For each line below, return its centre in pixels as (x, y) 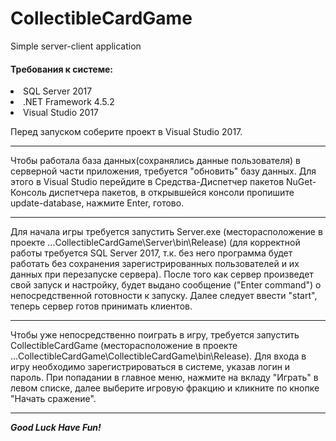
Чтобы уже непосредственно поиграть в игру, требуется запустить (155, 335)
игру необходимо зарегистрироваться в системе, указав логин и (150, 367)
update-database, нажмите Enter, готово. (97, 203)
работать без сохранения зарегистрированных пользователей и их (155, 264)
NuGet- (301, 182)
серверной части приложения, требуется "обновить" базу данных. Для (163, 171)
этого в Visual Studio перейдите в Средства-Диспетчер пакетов (147, 182)
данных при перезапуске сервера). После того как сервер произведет (162, 274)
